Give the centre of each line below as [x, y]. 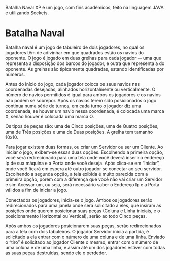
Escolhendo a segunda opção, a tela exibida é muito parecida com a [77, 174]
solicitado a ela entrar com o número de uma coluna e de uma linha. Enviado [85, 237]
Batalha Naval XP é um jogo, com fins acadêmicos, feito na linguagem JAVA [84, 7]
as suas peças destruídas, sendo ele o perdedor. [56, 253]
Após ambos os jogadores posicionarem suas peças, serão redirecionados [83, 226]
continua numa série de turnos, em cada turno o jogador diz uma [73, 106]
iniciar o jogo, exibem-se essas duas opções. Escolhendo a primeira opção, [84, 152]
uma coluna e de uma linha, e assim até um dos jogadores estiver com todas [85, 247]
